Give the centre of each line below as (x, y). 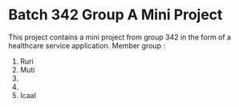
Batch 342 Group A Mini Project (115, 15)
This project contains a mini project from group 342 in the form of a (119, 37)
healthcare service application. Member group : (87, 45)
